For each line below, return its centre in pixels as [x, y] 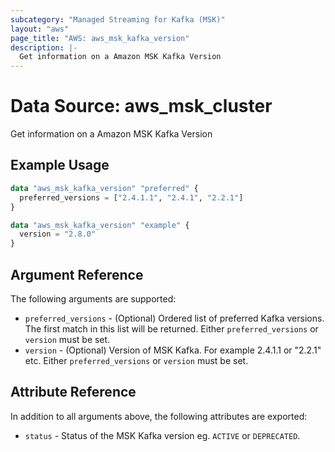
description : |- [44, 47]
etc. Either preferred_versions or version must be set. [136, 360]
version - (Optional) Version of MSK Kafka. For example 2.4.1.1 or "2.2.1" [173, 350]
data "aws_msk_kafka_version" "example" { [100, 225]
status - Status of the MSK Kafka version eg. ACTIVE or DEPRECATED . [162, 435]
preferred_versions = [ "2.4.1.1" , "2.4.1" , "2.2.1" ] [131, 197]
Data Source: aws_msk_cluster [141, 106]
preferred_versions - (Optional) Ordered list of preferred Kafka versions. [174, 318]
